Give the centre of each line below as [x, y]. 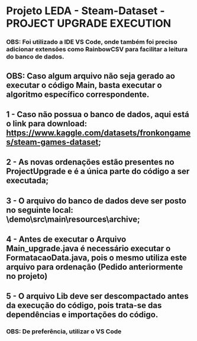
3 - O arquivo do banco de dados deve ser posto [96, 201]
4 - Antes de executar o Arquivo [66, 240]
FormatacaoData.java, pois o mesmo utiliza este [97, 258]
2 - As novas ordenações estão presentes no [90, 162]
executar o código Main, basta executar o [84, 85]
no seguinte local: [40, 210]
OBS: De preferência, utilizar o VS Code [64, 332]
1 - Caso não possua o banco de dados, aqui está [98, 114]
